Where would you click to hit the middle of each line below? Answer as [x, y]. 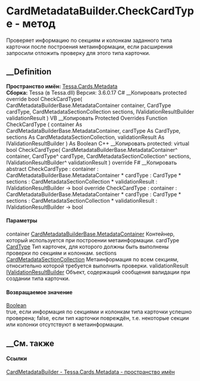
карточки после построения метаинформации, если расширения [90, 47]
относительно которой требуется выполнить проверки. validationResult [97, 266]
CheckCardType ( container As [44, 124]
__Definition [29, 72]
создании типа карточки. [38, 278]
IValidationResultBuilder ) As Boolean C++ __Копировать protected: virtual [98, 143]
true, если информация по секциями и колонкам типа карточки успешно [99, 312]
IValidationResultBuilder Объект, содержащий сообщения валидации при [98, 272]
